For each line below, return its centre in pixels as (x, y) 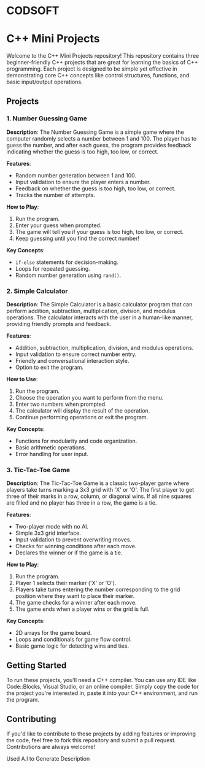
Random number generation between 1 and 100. (76, 175)
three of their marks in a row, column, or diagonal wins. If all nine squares (99, 496)
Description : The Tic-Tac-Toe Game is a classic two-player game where (98, 483)
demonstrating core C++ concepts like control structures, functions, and (98, 76)
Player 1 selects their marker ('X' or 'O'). (66, 583)
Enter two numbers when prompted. (61, 404)
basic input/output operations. (44, 82)
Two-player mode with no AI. (52, 527)
